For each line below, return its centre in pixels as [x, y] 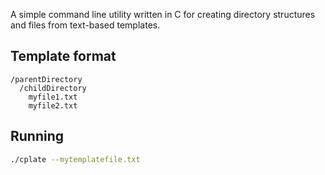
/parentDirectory [46, 79]
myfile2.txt [53, 105]
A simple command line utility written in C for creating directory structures [163, 14]
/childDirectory [53, 88]
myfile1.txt [53, 97]
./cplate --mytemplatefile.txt [75, 159]
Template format [63, 56]
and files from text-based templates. [85, 25]
